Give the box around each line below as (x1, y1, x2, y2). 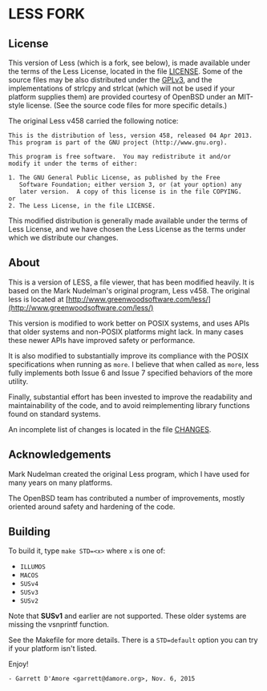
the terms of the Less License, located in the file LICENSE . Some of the (8, 67, 243, 76)
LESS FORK (8, 5, 86, 23)
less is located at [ (8, 294, 69, 304)
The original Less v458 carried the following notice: (8, 116, 179, 125)
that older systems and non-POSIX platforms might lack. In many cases (8, 326, 244, 337)
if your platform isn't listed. (8, 644, 98, 653)
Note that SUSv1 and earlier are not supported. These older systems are (8, 611, 247, 621)
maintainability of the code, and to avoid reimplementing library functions (8, 400, 250, 410)
